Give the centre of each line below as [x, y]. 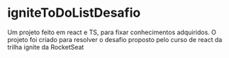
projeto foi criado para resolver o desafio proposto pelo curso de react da [115, 39]
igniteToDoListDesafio [74, 13]
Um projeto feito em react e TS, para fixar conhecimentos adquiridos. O [112, 32]
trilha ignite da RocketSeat [46, 47]
